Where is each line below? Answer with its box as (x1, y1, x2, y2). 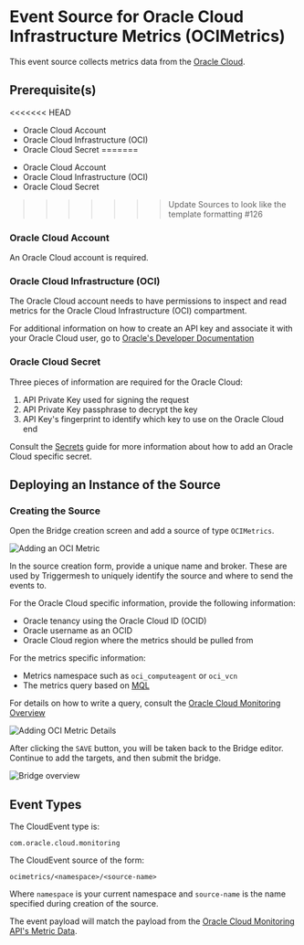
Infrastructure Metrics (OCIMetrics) (9, 26, 286, 47)
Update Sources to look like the (168, 198, 287, 209)
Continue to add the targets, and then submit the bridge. (9, 752, 222, 764)
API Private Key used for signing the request (22, 394, 190, 405)
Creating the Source (9, 504, 100, 517)
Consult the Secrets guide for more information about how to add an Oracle (9, 441, 294, 451)
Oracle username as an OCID (22, 625, 132, 636)
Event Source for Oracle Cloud (9, 6, 245, 27)
